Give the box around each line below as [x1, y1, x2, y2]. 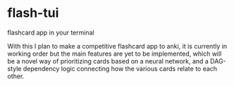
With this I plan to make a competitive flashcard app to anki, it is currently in [7, 42, 228, 50]
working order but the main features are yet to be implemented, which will [7, 49, 222, 58]
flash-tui [7, 5, 59, 21]
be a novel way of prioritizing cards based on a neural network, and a [7, 56, 209, 65]
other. [7, 72, 25, 80]
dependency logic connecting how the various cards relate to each [23, 64, 217, 73]
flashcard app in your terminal [7, 28, 94, 37]
